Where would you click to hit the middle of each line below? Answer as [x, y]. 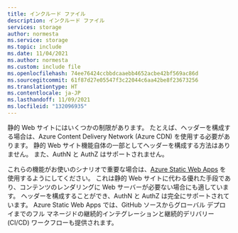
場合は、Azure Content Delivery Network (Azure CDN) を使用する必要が [119, 136]
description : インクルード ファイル [56, 21]
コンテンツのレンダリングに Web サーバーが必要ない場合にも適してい [121, 187]
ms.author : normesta [38, 60]
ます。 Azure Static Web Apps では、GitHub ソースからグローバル [109, 205]
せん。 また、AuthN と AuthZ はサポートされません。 [91, 154]
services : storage [34, 27]
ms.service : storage [38, 40]
